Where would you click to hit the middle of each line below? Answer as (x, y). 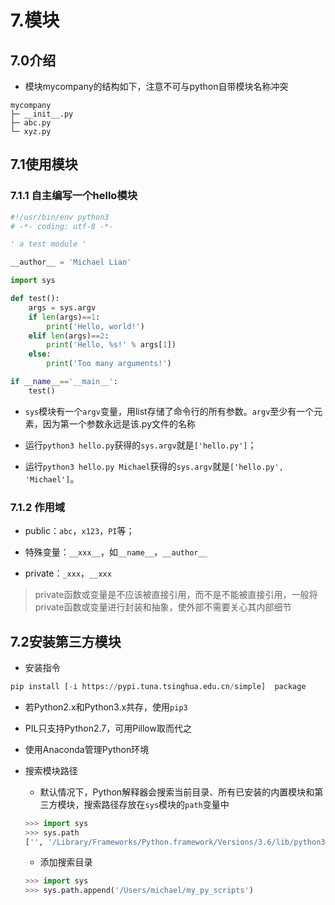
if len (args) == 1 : (64, 317)
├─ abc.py (31, 123)
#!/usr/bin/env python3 (60, 217)
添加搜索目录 (66, 862)
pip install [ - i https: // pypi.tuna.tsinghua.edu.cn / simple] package (158, 686)
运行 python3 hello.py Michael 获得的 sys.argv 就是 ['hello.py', (154, 466)
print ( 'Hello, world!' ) (95, 326)
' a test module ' (48, 244)
